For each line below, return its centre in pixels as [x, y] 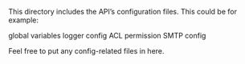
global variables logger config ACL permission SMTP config [107, 36]
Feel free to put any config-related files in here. [86, 51]
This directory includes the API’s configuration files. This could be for [122, 12]
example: [23, 20]
